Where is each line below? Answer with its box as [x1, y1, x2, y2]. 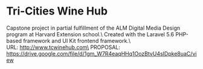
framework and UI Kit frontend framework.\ [23, 37, 131, 44]
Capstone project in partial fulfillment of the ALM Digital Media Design [6, 24, 180, 31]
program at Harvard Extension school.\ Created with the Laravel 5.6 [6, 30, 174, 38]
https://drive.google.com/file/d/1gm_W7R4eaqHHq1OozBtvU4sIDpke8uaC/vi [6, 50, 197, 57]
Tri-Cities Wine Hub [6, 4, 108, 18]
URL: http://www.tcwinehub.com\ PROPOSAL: [6, 44, 121, 51]
